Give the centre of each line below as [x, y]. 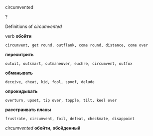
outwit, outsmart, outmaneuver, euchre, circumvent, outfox [69, 64]
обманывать [19, 73]
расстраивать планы [28, 110]
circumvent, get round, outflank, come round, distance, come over [77, 45]
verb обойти [18, 36]
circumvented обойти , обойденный [43, 128]
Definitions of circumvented [34, 26]
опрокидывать [21, 91]
